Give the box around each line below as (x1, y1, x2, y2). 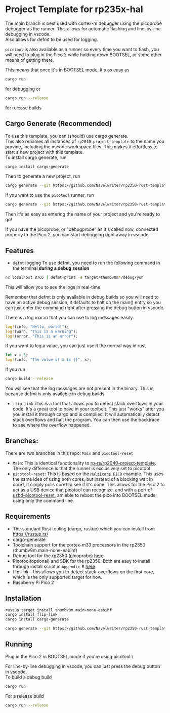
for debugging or (5, 86, 40, 92)
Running (5, 640, 33, 649)
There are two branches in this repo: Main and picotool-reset (5, 450, 134, 456)
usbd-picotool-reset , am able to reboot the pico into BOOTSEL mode (12, 492, 156, 498)
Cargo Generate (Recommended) (5, 119, 112, 128)
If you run (5, 366, 25, 372)
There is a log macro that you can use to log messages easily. (5, 314, 134, 320)
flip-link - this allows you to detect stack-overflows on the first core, (12, 568, 154, 575)
